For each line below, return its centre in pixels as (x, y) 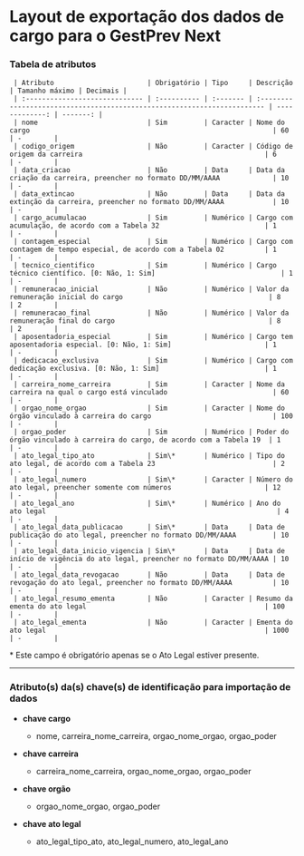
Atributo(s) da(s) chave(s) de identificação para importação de (150, 687)
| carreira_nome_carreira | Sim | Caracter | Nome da (149, 384)
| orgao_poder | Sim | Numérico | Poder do (151, 433)
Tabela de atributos (53, 64)
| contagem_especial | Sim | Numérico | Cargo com (153, 242)
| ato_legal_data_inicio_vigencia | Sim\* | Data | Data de (149, 551)
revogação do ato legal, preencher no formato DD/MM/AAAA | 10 (149, 583)
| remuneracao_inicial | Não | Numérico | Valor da (151, 289)
